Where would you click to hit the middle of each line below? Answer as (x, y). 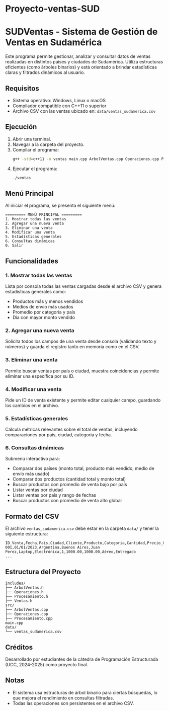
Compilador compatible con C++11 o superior (59, 106)
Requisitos (22, 88)
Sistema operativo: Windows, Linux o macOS (59, 100)
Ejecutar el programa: (35, 169)
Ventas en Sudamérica (54, 43)
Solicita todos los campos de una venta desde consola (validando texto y (81, 341)
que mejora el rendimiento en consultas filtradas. (63, 698)
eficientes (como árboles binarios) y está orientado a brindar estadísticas (81, 67)
